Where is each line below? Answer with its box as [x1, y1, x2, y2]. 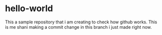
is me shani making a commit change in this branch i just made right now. [5, 24, 152, 30]
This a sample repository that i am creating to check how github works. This [5, 19, 157, 25]
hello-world [5, 3, 54, 14]
